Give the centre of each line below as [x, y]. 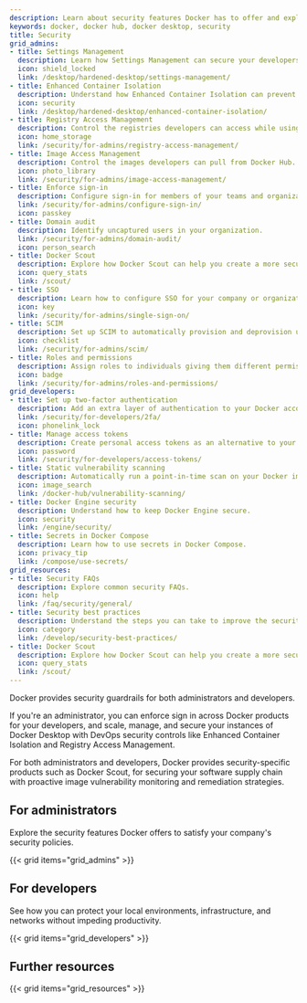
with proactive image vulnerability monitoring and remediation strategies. [147, 781]
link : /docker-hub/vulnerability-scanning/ [101, 493]
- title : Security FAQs [55, 578]
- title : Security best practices [75, 613]
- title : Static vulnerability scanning [88, 468]
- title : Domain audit [53, 222]
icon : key [36, 307]
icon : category [47, 629]
